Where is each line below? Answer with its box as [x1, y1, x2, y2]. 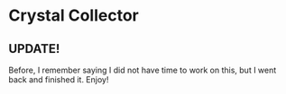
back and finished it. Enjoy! [8, 74, 109, 85]
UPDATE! [8, 41, 60, 56]
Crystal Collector [8, 5, 139, 26]
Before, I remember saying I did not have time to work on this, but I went [8, 64, 277, 75]
